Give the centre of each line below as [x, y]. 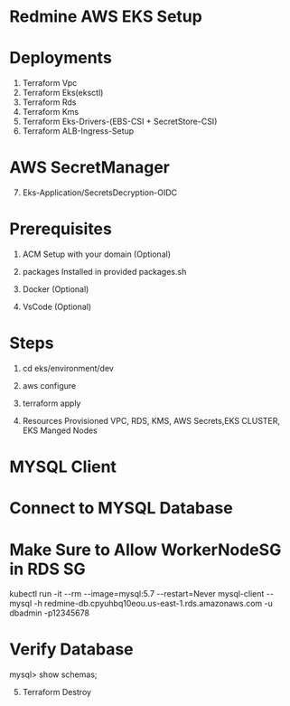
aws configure [49, 385]
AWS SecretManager [89, 168]
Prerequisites [61, 229]
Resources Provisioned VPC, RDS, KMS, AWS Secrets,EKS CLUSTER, [151, 420]
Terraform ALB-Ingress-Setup [78, 131]
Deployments [61, 58]
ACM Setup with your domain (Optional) [97, 254]
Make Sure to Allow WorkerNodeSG [145, 550]
